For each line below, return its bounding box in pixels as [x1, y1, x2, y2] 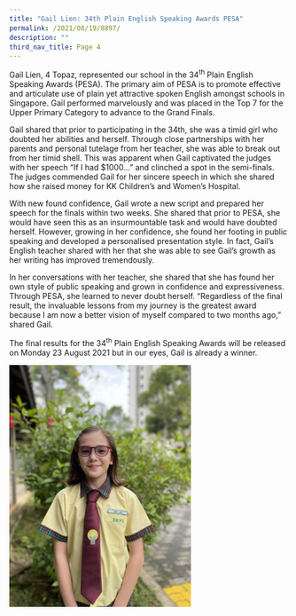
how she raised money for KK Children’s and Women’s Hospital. [9, 180, 241, 191]
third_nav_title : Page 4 [9, 43, 101, 51]
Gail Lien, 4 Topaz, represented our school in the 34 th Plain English [9, 67, 254, 80]
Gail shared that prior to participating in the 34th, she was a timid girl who [9, 124, 278, 135]
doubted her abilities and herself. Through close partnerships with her [9, 133, 265, 144]
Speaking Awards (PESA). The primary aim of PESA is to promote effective [9, 78, 281, 89]
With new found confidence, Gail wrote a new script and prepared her [9, 198, 264, 209]
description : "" [9, 33, 69, 42]
